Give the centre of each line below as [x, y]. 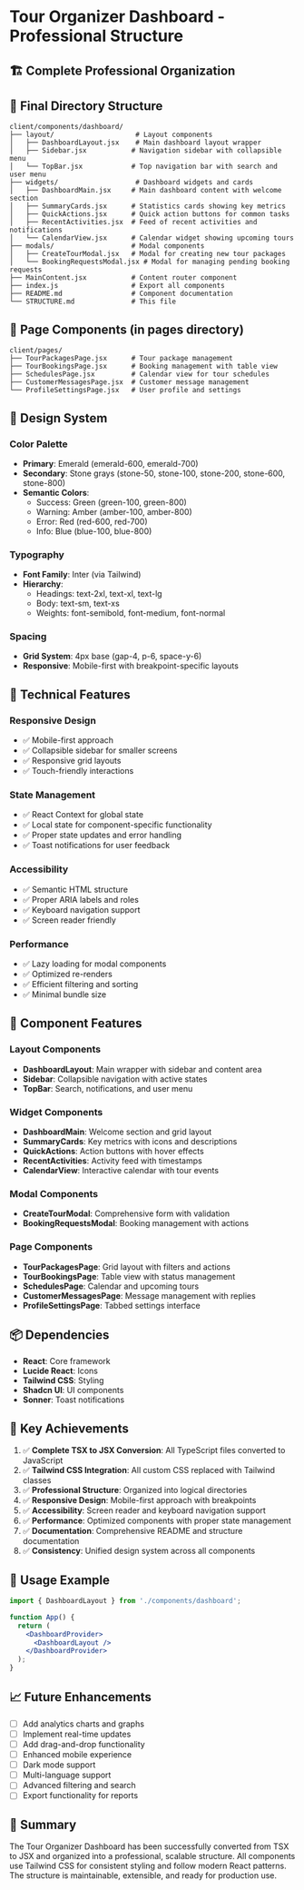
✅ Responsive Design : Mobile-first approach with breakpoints [139, 1500]
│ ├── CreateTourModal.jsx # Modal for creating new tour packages [147, 254]
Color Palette [39, 444]
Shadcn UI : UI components [73, 1390]
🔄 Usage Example [60, 1580]
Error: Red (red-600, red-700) [92, 521]
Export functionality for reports [80, 1796]
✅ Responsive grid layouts [72, 761]
